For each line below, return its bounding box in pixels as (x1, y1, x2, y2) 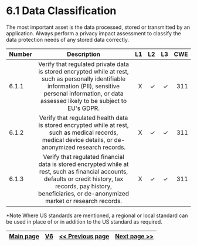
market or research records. (45, 197, 122, 205)
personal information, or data (43, 89, 124, 98)
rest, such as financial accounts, (39, 167, 128, 175)
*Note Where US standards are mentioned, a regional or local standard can (6, 212, 188, 219)
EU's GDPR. (67, 104, 100, 112)
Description (67, 50, 101, 58)
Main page (9, 232, 39, 240)
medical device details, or (42, 135, 113, 144)
